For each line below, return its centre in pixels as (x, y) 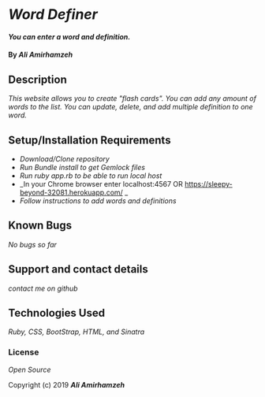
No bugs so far (33, 244)
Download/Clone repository (65, 159)
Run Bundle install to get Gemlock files (82, 167)
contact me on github (43, 288)
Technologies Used (56, 313)
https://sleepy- (209, 184)
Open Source (30, 369)
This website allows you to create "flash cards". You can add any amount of (132, 98)
